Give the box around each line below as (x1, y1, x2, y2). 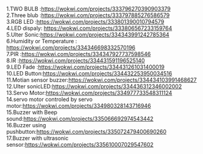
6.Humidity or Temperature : (6, 38, 77, 44)
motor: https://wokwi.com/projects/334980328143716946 (6, 102, 151, 109)
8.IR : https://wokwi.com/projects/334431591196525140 (6, 57, 145, 64)
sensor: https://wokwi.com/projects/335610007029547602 (6, 141, 154, 148)
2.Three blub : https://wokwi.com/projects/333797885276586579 (6, 12, 170, 19)
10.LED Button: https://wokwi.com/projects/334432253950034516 (6, 70, 173, 77)
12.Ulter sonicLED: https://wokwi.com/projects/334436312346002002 (6, 83, 182, 90)
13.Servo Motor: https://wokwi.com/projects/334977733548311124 (6, 89, 173, 96)
